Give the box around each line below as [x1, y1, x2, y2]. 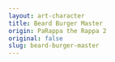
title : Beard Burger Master [8, 19, 104, 27]
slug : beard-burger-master [8, 42, 100, 50]
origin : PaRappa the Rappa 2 [8, 27, 107, 35]
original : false [8, 34, 63, 43]
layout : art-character [8, 11, 85, 20]
